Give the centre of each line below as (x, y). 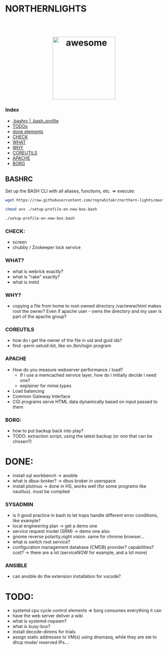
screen (19, 242)
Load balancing (28, 391)
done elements (28, 131)
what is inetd (25, 282)
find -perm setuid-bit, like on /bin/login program (62, 346)
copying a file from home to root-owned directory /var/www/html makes (87, 306)
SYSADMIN (19, 504)
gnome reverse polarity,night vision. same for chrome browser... (78, 537)
